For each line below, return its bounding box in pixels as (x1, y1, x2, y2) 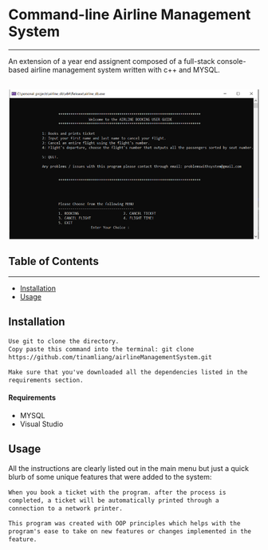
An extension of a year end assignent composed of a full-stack (8, 56, 215, 65)
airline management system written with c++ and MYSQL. (30, 65, 221, 74)
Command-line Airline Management (8, 6, 251, 24)
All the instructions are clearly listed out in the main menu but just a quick (8, 463, 250, 473)
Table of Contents (8, 255, 100, 268)
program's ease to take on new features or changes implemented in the (8, 527, 251, 536)
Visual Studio (19, 419, 64, 429)
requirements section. (8, 376, 84, 384)
